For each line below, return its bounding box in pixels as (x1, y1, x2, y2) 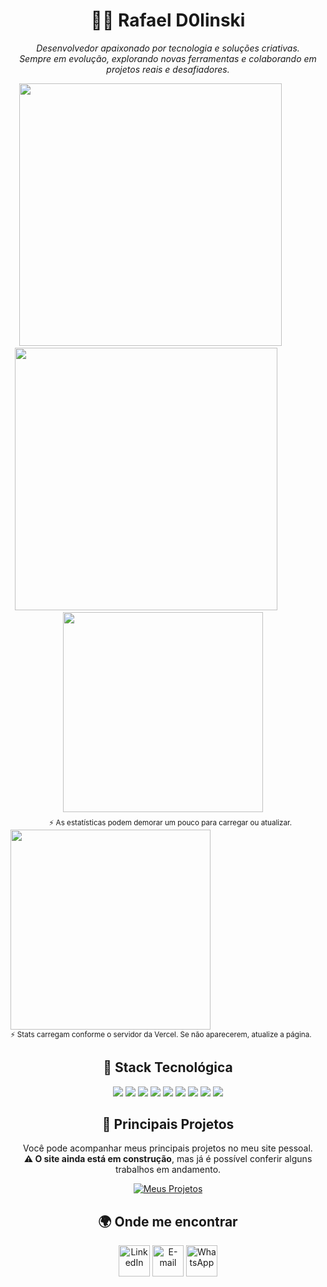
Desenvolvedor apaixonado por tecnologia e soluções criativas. (36, 42, 300, 54)
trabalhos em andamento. (114, 1164, 222, 1176)
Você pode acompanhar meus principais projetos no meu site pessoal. (23, 1142, 313, 1154)
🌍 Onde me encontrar (98, 1213, 238, 1230)
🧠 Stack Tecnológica (103, 1059, 233, 1076)
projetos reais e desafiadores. (106, 63, 230, 75)
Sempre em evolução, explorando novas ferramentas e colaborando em (19, 52, 317, 64)
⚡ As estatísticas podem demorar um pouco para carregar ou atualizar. (48, 817, 293, 828)
